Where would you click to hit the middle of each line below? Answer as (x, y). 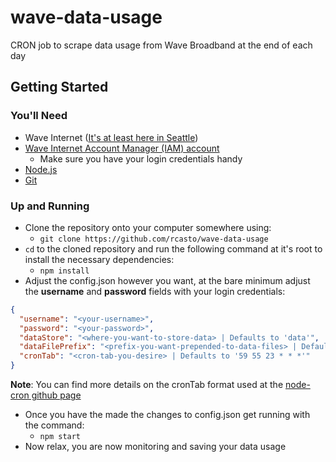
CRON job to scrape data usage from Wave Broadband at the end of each (161, 45)
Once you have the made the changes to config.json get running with (167, 415)
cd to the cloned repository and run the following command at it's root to (173, 248)
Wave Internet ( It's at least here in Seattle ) (111, 137)
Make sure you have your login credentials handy (141, 158)
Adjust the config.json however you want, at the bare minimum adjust (167, 280)
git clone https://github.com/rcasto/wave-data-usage (154, 239)
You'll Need (39, 116)
